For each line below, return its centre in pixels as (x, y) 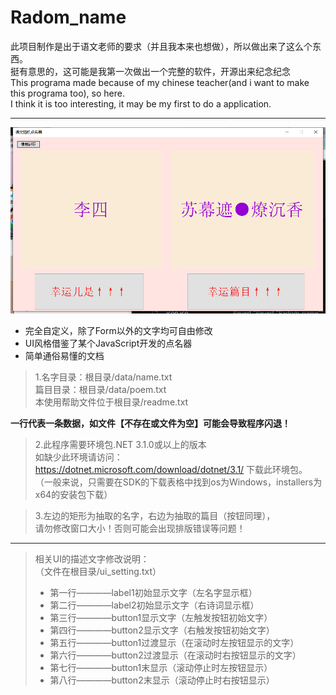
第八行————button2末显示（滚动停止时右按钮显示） (162, 680)
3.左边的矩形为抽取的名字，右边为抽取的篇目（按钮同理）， (155, 515)
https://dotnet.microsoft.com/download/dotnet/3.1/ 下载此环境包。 (171, 469)
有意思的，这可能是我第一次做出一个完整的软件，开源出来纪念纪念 (154, 71)
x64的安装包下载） (73, 494)
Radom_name (68, 17)
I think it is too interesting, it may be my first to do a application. (141, 103)
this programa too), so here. (67, 93)
